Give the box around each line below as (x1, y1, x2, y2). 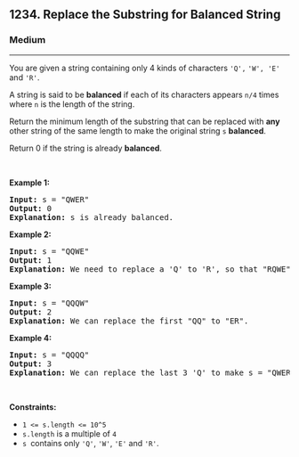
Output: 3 (9, 358, 52, 369)
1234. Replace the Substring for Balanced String (9, 7, 281, 22)
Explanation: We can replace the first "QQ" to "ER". (9, 315, 249, 326)
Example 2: (9, 229, 52, 240)
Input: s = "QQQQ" (9, 349, 90, 360)
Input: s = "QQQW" (9, 298, 90, 308)
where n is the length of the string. (9, 98, 135, 110)
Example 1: (9, 177, 51, 188)
